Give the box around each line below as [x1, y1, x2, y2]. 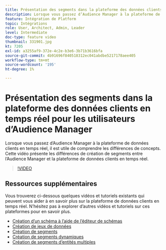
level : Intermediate [5, 30, 48, 35]
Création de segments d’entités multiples [12, 239, 96, 245]
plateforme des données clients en [5, 103, 151, 114]
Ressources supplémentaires [5, 179, 97, 188]
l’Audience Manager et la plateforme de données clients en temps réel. [5, 156, 149, 162]
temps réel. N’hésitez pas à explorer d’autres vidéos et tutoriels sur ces [5, 203, 150, 209]
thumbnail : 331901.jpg [5, 39, 52, 44]
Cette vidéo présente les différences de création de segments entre [5, 150, 143, 156]
